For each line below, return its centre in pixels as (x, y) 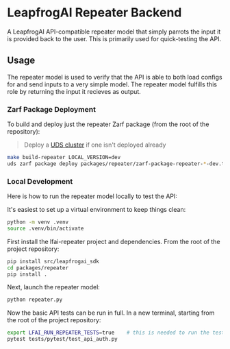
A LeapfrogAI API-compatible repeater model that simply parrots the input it (114, 32)
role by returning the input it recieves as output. (74, 91)
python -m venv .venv (38, 222)
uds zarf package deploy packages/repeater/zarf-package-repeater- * (107, 164)
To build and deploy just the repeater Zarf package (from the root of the (108, 124)
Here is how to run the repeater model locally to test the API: (92, 196)
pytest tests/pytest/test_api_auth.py (62, 339)
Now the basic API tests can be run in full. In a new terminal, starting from (111, 313)
